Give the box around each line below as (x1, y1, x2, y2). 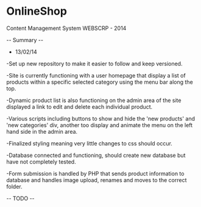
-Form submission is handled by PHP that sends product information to (6, 170, 185, 177)
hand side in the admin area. (6, 128, 78, 135)
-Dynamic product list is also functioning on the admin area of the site (6, 96, 182, 104)
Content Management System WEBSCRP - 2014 (6, 24, 127, 32)
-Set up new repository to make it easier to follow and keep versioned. (6, 60, 183, 67)
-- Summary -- (6, 36, 44, 43)
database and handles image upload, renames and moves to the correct (6, 176, 187, 184)
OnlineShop (6, 4, 67, 18)
